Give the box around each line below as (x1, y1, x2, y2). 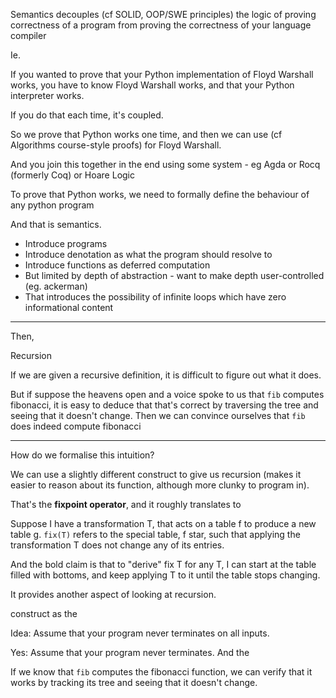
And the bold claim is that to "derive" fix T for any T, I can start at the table (10, 559, 317, 570)
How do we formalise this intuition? (10, 449, 155, 461)
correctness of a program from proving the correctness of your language (10, 19, 312, 31)
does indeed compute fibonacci (10, 420, 142, 432)
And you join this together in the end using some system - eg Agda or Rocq (10, 159, 321, 170)
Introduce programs (24, 238, 108, 249)
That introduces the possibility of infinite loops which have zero (24, 291, 287, 303)
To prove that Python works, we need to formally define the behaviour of (10, 189, 310, 200)
